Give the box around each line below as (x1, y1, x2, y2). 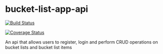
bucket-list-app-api (5, 3, 88, 15)
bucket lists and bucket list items (5, 44, 72, 50)
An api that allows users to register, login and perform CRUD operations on (5, 39, 158, 45)
